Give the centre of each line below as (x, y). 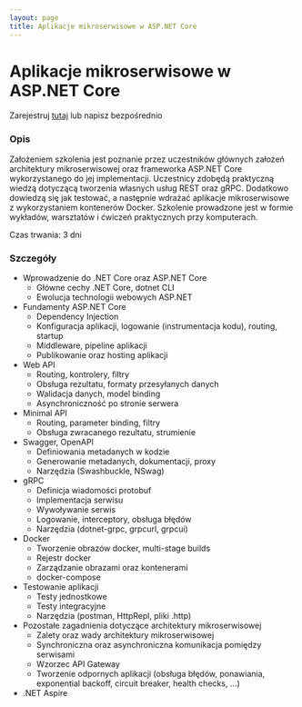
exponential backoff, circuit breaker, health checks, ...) (138, 683)
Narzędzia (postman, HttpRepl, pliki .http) (114, 616)
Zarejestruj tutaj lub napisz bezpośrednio (86, 115)
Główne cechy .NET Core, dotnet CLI (105, 288)
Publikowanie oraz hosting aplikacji (102, 355)
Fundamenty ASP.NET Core (74, 307)
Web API (39, 365)
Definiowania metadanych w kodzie (103, 452)
